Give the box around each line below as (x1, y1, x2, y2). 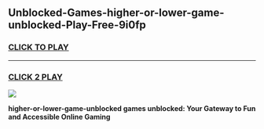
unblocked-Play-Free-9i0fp (8, 19, 147, 32)
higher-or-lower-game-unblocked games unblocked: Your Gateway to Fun (8, 103, 256, 113)
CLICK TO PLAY (8, 42, 69, 53)
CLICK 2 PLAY (8, 71, 63, 82)
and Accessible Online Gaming (8, 112, 111, 121)
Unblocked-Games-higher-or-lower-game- (8, 6, 225, 20)
